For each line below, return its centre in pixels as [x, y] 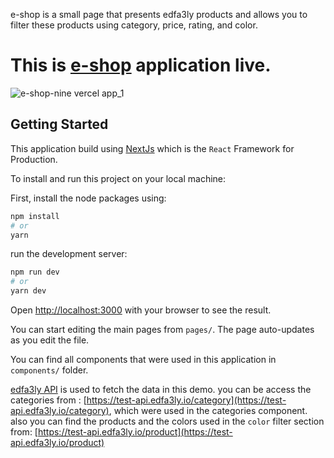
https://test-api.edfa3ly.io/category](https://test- [186, 400]
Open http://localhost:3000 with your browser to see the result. [141, 310]
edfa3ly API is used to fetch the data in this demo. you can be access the [161, 389]
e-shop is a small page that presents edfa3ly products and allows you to [159, 14]
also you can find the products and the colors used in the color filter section [167, 421]
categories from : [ [48, 400]
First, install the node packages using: [88, 198]
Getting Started [59, 124]
